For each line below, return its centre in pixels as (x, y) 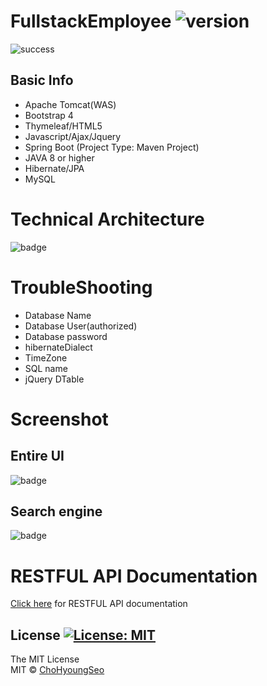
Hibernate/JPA (54, 168)
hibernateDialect (58, 347)
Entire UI (37, 456)
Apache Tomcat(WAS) (70, 104)
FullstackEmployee (91, 21)
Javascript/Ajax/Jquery (73, 136)
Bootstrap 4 (49, 115)
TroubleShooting (81, 287)
